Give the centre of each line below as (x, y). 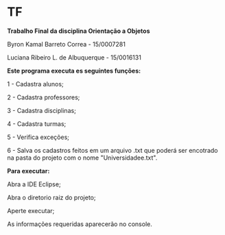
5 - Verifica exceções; (38, 137)
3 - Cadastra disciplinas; (42, 110)
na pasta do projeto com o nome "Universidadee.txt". (82, 158)
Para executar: (28, 171)
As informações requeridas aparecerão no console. (80, 224)
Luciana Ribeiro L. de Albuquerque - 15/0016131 (74, 57)
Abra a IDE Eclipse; (34, 184)
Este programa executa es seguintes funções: (74, 71)
